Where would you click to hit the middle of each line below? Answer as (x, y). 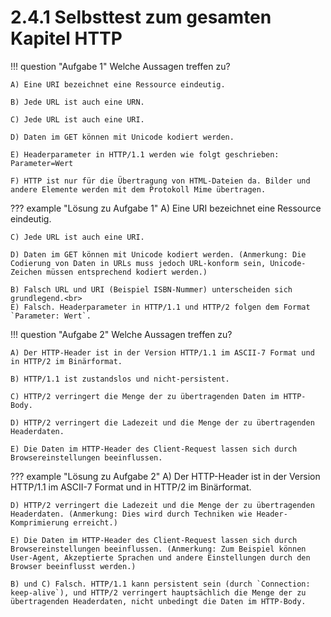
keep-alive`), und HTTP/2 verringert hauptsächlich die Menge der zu (158, 592)
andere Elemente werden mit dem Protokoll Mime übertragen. (138, 189)
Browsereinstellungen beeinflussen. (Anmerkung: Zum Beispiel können (158, 549)
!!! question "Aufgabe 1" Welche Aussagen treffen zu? (120, 66)
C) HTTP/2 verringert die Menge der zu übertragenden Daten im (145, 396)
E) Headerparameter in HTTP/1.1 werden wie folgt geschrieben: (145, 154)
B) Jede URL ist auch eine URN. (77, 102)
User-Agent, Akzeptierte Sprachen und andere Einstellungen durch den (160, 557)
